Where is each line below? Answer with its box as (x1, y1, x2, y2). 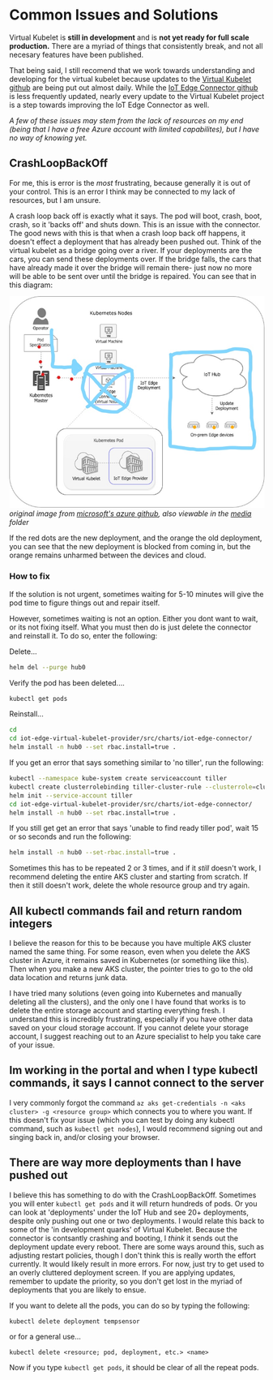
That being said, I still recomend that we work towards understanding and (9, 65, 255, 75)
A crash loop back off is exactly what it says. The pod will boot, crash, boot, (9, 211, 262, 221)
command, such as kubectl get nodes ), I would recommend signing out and (9, 1124, 262, 1133)
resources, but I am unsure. (9, 195, 101, 204)
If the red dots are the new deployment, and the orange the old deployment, (9, 533, 262, 543)
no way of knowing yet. (9, 132, 87, 143)
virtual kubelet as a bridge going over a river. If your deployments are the (9, 245, 253, 255)
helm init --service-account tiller (9, 791, 133, 800)
